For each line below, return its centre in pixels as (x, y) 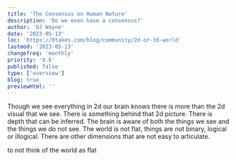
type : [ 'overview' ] (36, 73)
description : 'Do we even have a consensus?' (75, 21)
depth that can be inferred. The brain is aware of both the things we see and (118, 122)
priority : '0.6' (31, 60)
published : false (33, 67)
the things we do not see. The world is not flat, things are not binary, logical (117, 129)
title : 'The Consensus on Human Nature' (68, 14)
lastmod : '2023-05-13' (41, 47)
